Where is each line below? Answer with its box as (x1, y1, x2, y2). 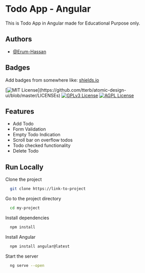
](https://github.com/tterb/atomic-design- (37, 87, 127, 93)
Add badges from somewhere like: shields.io (5, 77, 99, 83)
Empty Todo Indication (12, 132, 60, 138)
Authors (5, 35, 32, 44)
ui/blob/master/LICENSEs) (5, 92, 60, 98)
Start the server (5, 253, 38, 259)
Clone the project (5, 176, 42, 182)
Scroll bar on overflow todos (12, 137, 73, 143)
